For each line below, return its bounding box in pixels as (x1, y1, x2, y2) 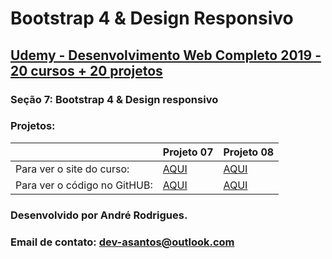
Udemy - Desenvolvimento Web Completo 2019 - (10, 47, 322, 64)
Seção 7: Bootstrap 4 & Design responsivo (10, 92, 219, 106)
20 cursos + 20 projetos (10, 62, 163, 79)
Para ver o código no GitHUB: (15, 178, 153, 192)
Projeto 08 (223, 145, 275, 159)
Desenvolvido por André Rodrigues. (10, 208, 188, 222)
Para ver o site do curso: (15, 162, 130, 176)
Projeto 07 (162, 145, 214, 159)
